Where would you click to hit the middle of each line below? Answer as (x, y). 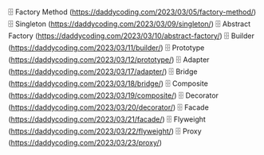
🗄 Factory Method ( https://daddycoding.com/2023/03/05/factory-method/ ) (132, 12)
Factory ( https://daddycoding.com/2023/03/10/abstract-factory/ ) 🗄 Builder (132, 36)
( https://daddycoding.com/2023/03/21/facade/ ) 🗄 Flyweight (107, 119)
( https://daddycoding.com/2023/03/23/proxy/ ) (85, 143)
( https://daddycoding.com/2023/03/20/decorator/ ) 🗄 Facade (108, 107)
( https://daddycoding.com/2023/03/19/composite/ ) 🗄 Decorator (114, 95)
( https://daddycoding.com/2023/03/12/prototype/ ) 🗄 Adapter (109, 60)
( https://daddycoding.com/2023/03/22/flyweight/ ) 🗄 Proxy (105, 131)
